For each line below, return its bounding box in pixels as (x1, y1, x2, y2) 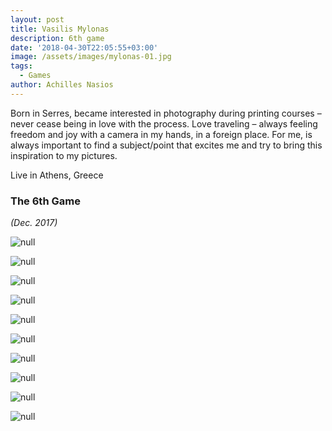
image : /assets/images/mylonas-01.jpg (10, 52, 172, 62)
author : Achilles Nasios (10, 80, 114, 90)
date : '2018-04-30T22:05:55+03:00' (10, 42, 159, 53)
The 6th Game (10, 194, 81, 208)
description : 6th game (10, 33, 105, 43)
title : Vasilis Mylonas (10, 24, 110, 34)
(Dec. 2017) (10, 217, 58, 229)
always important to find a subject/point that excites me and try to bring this (10, 139, 323, 151)
